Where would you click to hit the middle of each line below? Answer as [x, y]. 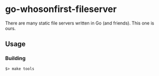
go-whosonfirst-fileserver [61, 9]
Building [15, 58]
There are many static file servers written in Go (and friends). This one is [80, 23]
